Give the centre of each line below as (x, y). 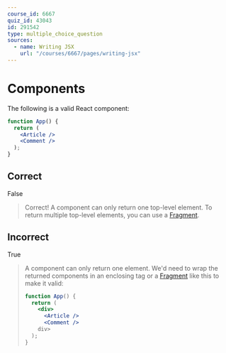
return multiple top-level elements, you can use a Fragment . (112, 214)
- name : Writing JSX (44, 47)
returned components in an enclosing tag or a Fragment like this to (122, 276)
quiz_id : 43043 (30, 21)
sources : (20, 40)
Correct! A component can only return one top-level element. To (118, 207)
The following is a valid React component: (68, 108)
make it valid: (44, 283)
